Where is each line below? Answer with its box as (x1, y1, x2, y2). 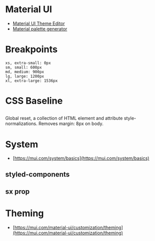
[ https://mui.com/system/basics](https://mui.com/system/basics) (12, 155, 150, 161)
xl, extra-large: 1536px (5, 78, 58, 83)
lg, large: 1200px (5, 74, 44, 79)
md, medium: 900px (5, 69, 44, 74)
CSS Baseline (5, 95, 63, 107)
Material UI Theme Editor (12, 20, 65, 26)
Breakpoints (5, 44, 58, 55)
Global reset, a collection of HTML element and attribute (5, 115, 123, 122)
